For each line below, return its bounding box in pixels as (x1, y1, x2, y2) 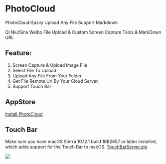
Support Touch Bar (12, 83, 51, 89)
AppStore (5, 98, 36, 106)
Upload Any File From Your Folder (12, 73, 82, 79)
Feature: (5, 49, 32, 57)
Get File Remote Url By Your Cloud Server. (12, 78, 99, 84)
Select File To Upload (12, 67, 56, 73)
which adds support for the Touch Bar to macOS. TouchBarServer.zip (5, 144, 148, 150)
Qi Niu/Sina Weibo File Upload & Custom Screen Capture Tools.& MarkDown (5, 29, 162, 35)
